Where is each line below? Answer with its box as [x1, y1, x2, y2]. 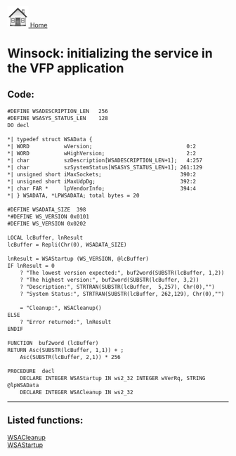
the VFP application [7, 60, 124, 77]
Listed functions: [7, 415, 84, 426]
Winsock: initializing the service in [7, 46, 213, 62]
